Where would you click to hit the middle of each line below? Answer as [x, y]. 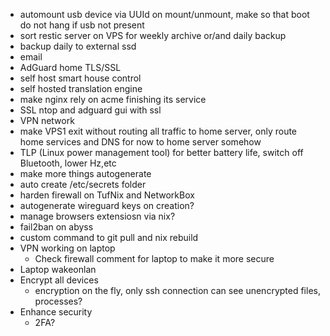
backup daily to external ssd [78, 46]
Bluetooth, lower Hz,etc [68, 163]
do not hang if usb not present [82, 25]
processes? [58, 301]
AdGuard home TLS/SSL [70, 67]
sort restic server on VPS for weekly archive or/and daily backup [153, 35]
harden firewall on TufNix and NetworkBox [107, 195]
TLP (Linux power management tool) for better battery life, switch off [161, 152]
